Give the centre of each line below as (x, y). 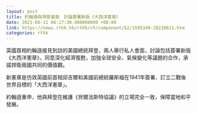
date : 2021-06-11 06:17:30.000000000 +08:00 (61, 22)
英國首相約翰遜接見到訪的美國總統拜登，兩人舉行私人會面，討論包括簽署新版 (98, 51)
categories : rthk (27, 33)
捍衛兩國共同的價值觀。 (39, 65)
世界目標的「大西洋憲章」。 (38, 84)
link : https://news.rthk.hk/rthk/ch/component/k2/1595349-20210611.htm (95, 28)
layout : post (22, 11)
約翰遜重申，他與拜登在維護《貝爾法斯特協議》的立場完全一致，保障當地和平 (98, 97)
